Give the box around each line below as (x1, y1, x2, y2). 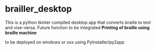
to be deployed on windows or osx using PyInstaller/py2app (5, 39, 125, 45)
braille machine (5, 30, 37, 35)
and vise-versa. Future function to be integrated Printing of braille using (5, 24, 150, 30)
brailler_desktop (5, 3, 72, 15)
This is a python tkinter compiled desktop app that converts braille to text (5, 19, 151, 25)
